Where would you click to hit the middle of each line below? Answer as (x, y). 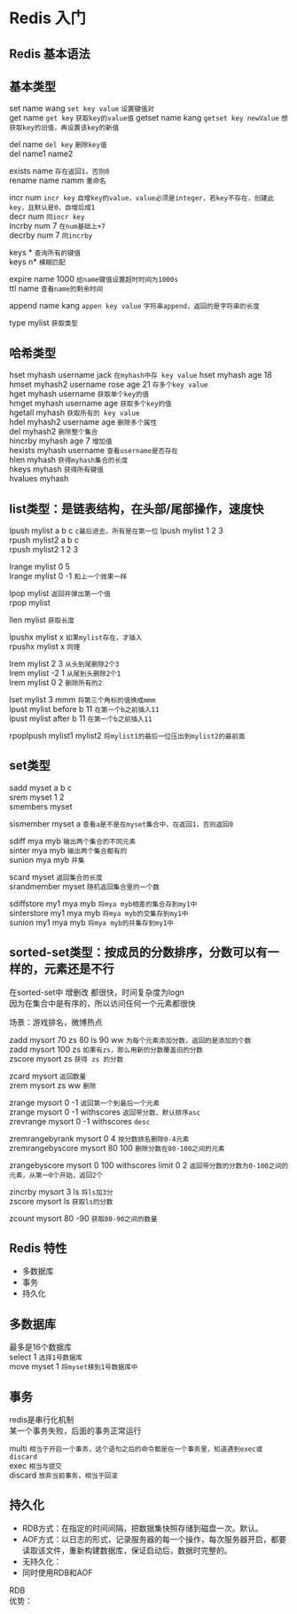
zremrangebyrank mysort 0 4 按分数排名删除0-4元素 (99, 1138)
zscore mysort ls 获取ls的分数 (61, 1201)
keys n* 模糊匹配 (38, 262)
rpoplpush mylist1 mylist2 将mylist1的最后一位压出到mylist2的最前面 (127, 736)
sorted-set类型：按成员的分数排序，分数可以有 (138, 953)
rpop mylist (30, 603)
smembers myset (41, 806)
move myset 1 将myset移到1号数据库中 (74, 1367)
